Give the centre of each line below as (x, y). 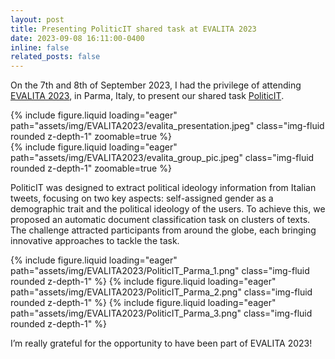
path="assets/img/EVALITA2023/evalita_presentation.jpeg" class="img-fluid (167, 126)
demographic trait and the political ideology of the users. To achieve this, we (168, 209)
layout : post (37, 19)
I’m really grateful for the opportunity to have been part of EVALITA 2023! (161, 343)
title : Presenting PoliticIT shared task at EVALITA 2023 (133, 29)
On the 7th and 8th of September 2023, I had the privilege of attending (156, 85)
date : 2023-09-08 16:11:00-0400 (77, 38)
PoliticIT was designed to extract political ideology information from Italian (163, 188)
